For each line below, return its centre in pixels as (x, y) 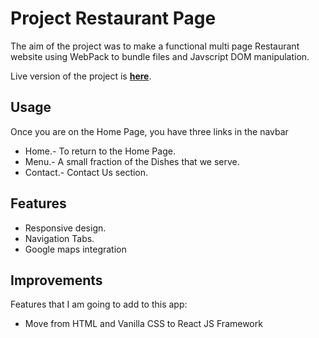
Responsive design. (65, 228)
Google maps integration (75, 249)
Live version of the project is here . (81, 76)
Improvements (56, 280)
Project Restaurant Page (113, 18)
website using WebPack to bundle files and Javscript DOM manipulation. (160, 56)
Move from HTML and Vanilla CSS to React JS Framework (143, 324)
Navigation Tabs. (59, 238)
